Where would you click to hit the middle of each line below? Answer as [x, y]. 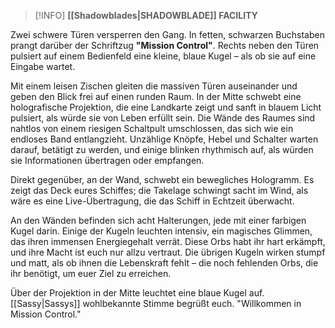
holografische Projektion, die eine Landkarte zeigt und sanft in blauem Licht [166, 107]
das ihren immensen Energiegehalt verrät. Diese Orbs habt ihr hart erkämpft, [168, 241]
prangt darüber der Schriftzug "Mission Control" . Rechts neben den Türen [165, 45]
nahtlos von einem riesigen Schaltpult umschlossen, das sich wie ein [152, 128]
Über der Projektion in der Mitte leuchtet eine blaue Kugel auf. [137, 293]
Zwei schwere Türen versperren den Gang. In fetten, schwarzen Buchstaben [167, 34]
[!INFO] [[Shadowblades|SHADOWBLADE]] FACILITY [146, 15]
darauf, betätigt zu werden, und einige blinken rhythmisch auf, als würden [162, 149]
